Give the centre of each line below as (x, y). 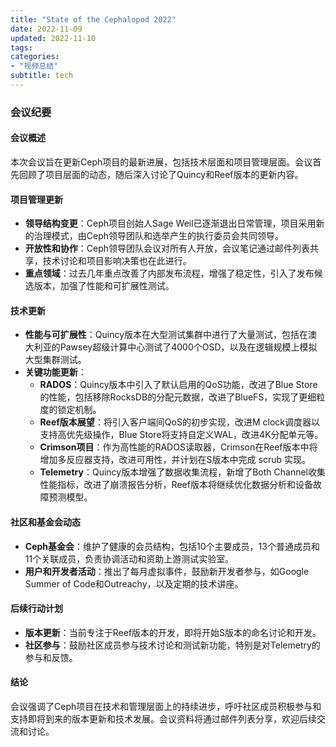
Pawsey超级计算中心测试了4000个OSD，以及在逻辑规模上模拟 (188, 347)
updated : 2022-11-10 (53, 38)
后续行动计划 (36, 608)
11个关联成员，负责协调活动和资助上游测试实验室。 (129, 558)
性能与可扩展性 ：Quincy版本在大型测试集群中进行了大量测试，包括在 (166, 335)
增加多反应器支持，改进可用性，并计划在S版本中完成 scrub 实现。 (175, 460)
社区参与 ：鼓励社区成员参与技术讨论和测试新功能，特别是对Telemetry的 (172, 645)
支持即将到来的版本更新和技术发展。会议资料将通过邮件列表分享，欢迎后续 (163, 719)
